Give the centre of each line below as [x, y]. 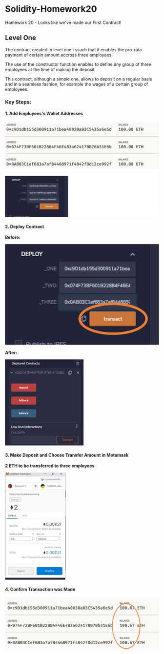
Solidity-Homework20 [51, 9]
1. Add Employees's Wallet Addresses [44, 114]
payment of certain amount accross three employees [58, 55]
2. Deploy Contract [25, 226]
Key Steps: [18, 102]
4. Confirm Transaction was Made [40, 589]
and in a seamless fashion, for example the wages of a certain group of [77, 84]
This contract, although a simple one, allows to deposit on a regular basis [79, 79]
